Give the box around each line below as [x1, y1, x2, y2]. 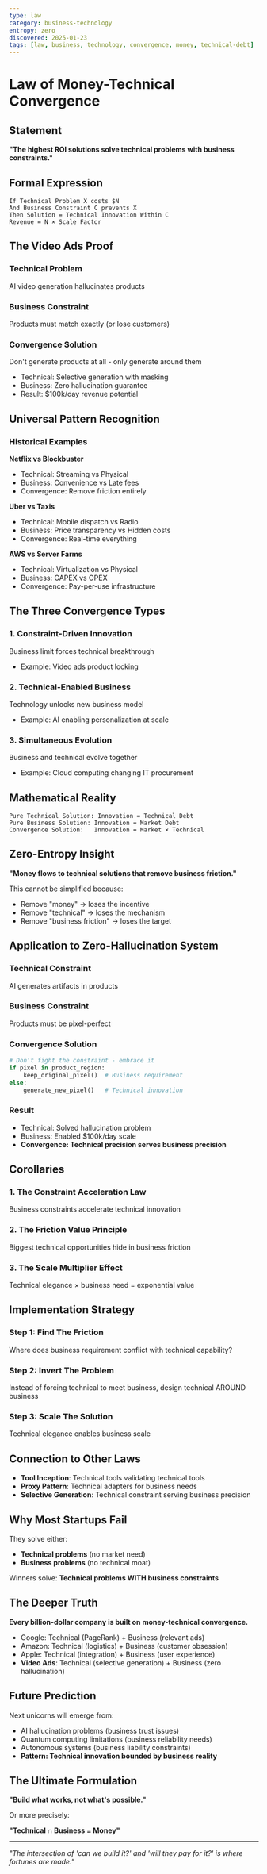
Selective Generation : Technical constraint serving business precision [20, 1490, 251, 1500]
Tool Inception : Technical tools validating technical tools [20, 1473, 205, 1483]
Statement [9, 124, 63, 137]
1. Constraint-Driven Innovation [9, 628, 133, 639]
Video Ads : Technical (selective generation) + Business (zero [20, 1657, 221, 1667]
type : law [9, 11, 42, 20]
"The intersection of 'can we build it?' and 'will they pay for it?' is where [9, 1849, 244, 1858]
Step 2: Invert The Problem [9, 1365, 114, 1376]
